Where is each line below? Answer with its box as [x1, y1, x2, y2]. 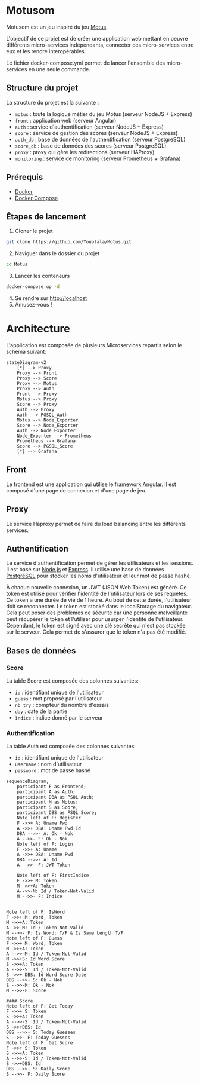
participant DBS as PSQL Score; [17, 810, 97, 816]
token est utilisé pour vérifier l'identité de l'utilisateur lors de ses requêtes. [6, 590, 188, 598]
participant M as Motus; [17, 799, 79, 806]
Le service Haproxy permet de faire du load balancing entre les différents [6, 520, 186, 527]
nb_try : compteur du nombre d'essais [14, 702, 109, 709]
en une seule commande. [28, 65, 90, 72]
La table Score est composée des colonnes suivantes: [6, 677, 139, 684]
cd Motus [6, 261, 28, 268]
